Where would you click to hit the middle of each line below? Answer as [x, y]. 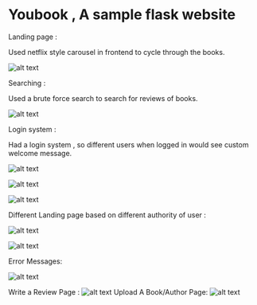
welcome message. [40, 153]
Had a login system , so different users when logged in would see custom [128, 144]
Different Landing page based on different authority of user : [107, 215]
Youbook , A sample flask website [122, 15]
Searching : [27, 83]
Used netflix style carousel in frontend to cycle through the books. [117, 52]
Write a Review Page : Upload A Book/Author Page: [108, 291]
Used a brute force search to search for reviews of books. [103, 98]
